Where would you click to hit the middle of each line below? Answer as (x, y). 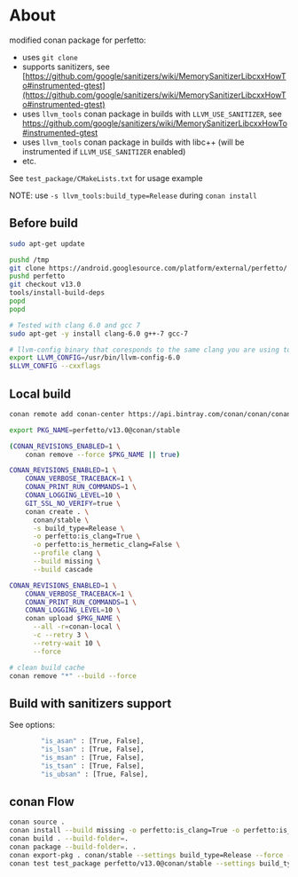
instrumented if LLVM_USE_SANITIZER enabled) (104, 151)
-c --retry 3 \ (61, 636)
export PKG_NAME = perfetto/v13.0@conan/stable (94, 430)
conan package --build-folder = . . (73, 847)
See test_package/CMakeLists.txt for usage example (106, 178)
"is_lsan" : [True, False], (93, 750)
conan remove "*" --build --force (73, 676)
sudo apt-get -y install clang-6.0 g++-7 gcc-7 (99, 334)
